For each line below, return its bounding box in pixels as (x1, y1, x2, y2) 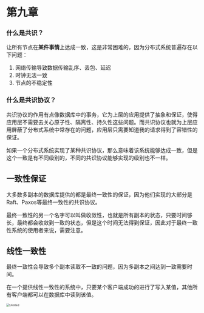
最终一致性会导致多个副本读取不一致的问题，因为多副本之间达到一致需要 (6, 263, 187, 271)
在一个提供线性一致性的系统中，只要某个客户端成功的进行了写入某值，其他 (6, 283, 192, 291)
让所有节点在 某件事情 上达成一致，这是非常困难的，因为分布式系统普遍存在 (6, 44, 192, 51)
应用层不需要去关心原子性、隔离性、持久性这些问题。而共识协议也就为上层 (6, 118, 192, 126)
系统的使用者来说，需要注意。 (11, 226, 86, 234)
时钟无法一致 (15, 72, 47, 79)
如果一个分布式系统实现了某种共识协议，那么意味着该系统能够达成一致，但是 (6, 146, 198, 153)
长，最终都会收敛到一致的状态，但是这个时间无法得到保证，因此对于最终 (6, 219, 187, 226)
